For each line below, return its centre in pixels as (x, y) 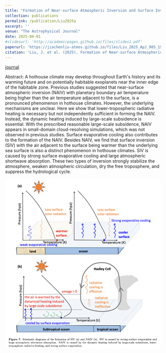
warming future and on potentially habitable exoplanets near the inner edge (82, 82)
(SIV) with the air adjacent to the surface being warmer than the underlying (82, 145)
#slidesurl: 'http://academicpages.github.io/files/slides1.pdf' (74, 42)
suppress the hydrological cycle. (38, 172)
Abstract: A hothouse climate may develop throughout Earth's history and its (83, 76)
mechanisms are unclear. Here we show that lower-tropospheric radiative (80, 108)
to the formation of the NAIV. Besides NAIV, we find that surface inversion (80, 140)
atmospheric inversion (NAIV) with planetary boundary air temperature (77, 92)
